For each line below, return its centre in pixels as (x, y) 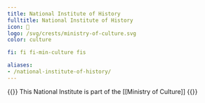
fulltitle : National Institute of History (70, 20)
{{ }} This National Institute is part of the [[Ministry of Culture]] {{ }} (102, 91)
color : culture (29, 40)
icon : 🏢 (19, 27)
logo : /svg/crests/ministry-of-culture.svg (72, 33)
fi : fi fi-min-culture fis (47, 53)
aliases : (20, 65)
